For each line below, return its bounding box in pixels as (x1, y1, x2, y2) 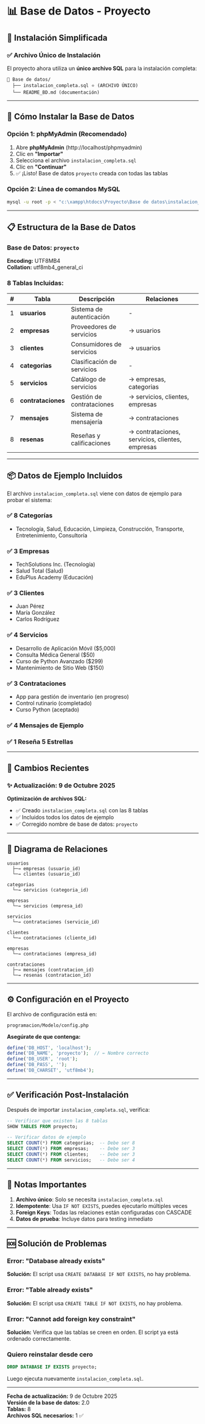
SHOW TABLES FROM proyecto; (7, 1123, 78, 1129)
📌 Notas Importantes (7, 1179, 87, 1190)
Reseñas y (71, 431, 101, 439)
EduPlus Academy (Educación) (15, 574, 94, 581)
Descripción (78, 295, 115, 303)
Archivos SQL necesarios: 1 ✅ (7, 1412, 84, 1419)
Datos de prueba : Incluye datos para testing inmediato (15, 1215, 153, 1223)
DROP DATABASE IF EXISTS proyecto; (7, 1364, 97, 1370)
